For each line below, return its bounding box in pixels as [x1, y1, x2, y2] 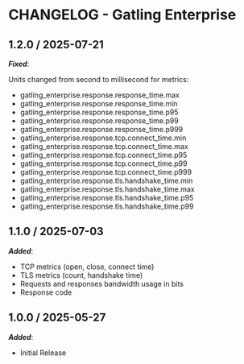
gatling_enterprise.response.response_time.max [19, 90, 180, 100]
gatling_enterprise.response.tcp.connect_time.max [19, 142, 189, 151]
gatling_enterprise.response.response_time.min [19, 99, 178, 108]
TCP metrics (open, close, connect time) [19, 262, 155, 271]
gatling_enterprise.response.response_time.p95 [19, 107, 179, 117]
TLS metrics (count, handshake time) [19, 270, 143, 279]
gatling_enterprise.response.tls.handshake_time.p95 [19, 193, 194, 202]
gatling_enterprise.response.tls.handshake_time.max [19, 184, 195, 194]
